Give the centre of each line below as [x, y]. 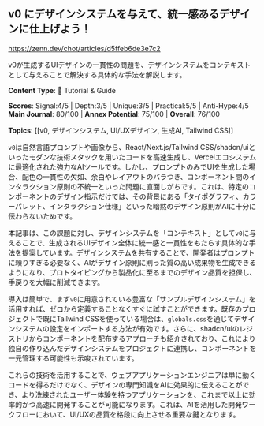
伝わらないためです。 [43, 216]
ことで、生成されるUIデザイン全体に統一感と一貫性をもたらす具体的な [136, 242]
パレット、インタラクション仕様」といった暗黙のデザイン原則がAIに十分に [135, 206]
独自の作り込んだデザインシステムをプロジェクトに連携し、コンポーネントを [132, 348]
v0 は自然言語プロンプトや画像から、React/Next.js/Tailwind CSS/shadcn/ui [128, 147]
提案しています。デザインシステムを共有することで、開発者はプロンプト [138, 252]
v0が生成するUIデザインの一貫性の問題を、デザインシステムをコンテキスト [130, 65]
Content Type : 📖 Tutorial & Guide [62, 90]
